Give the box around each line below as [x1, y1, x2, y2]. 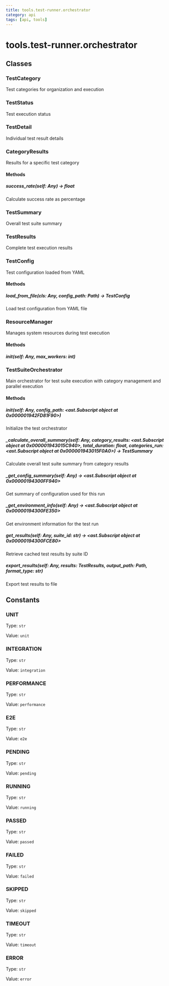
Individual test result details [6, 135, 64, 141]
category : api [6, 12, 36, 17]
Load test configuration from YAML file [6, 306, 87, 312]
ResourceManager [6, 318, 53, 326]
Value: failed [6, 873, 34, 879]
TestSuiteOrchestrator [6, 367, 63, 374]
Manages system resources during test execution [6, 330, 110, 336]
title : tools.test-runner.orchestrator [6, 7, 91, 13]
